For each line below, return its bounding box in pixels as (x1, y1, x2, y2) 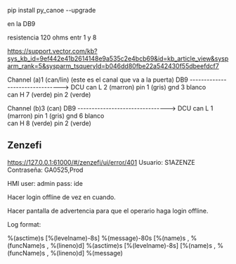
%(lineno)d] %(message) (50, 249, 123, 257)
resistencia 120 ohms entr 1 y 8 (7, 33, 97, 42)
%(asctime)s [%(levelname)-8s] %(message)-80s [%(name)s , (7, 234, 190, 242)
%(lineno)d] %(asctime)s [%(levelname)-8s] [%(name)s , (50, 241, 216, 249)
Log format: (7, 220, 41, 228)
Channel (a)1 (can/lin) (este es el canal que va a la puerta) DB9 (7, 75, 188, 84)
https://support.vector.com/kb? (7, 47, 98, 55)
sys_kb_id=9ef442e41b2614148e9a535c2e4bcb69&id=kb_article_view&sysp (7, 54, 229, 63)
